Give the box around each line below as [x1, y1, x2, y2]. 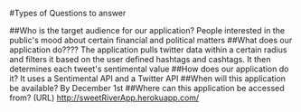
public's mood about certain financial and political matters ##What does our [9, 35, 293, 45]
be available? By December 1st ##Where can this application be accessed [9, 83, 285, 93]
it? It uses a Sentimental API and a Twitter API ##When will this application [9, 73, 287, 84]
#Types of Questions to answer [9, 8, 127, 18]
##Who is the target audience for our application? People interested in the [9, 25, 286, 35]
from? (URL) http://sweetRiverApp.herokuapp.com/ [9, 92, 200, 103]
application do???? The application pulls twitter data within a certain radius [9, 44, 287, 55]
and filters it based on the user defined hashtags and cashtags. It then [9, 54, 271, 64]
